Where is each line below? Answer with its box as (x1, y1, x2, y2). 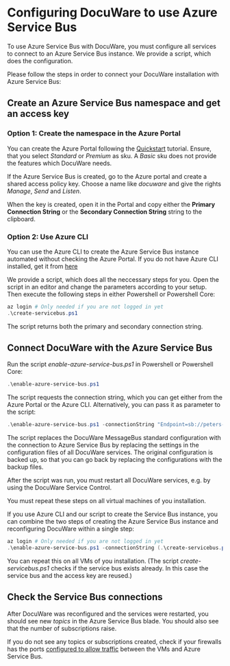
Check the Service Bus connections (7, 591, 163, 603)
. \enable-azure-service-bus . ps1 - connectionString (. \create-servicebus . (7, 544, 222, 551)
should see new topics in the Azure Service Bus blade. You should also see (7, 617, 219, 625)
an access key (7, 108, 70, 120)
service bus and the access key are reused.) (7, 571, 132, 579)
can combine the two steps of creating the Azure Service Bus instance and (7, 518, 219, 526)
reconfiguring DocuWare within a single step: (7, 524, 135, 533)
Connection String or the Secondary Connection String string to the (7, 208, 203, 216)
